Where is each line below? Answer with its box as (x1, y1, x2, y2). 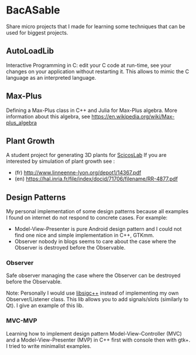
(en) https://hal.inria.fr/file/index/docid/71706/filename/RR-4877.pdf (14, 175, 178, 182)
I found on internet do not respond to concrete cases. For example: (6, 214, 168, 221)
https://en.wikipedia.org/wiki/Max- (91, 112, 175, 120)
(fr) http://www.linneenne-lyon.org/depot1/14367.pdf (14, 169, 142, 176)
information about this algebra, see (6, 112, 91, 120)
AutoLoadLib (6, 46, 54, 56)
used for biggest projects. (6, 29, 68, 36)
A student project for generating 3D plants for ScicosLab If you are (6, 152, 167, 159)
